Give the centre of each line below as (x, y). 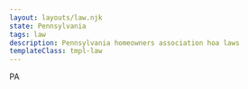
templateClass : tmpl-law (56, 51)
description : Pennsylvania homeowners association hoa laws (125, 43)
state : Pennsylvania (48, 26)
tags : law (28, 34)
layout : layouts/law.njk (56, 18)
